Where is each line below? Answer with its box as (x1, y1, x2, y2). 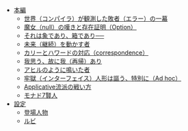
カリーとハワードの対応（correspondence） (23, 48, 149, 57)
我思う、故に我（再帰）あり (23, 57, 103, 65)
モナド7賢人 (23, 91, 58, 99)
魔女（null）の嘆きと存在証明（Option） (23, 23, 137, 31)
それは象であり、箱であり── (23, 31, 105, 40)
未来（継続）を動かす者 (23, 40, 90, 48)
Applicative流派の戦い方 (23, 83, 92, 91)
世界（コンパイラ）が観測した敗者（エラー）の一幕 (23, 14, 168, 23)
